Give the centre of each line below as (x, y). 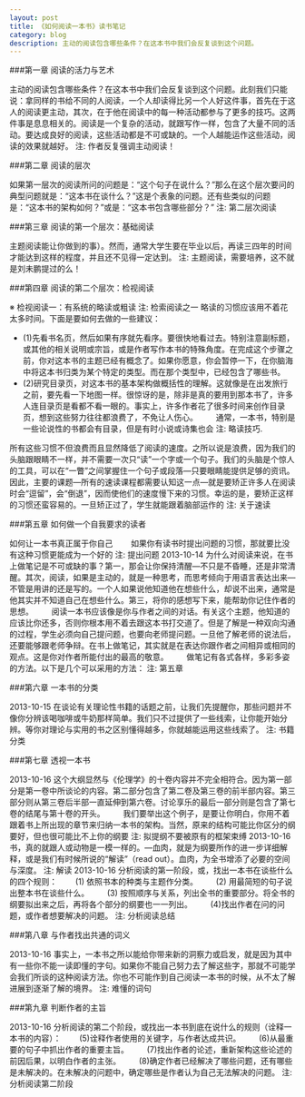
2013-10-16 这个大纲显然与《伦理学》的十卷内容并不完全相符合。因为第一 (147, 780)
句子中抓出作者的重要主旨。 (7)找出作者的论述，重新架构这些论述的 (159, 1050)
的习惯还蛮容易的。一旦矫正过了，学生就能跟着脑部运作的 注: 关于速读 (140, 505)
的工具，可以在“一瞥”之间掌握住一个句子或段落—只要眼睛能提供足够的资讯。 (152, 471)
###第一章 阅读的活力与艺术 (62, 70)
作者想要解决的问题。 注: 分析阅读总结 (104, 916)
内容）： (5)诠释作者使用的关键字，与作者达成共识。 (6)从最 (159, 1038)
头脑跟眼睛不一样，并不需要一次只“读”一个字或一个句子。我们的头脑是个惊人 (152, 460)
